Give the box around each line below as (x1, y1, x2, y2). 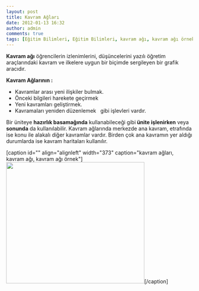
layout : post (6, 8, 38, 15)
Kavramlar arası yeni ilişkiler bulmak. (14, 88, 104, 95)
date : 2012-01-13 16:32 (6, 20, 65, 26)
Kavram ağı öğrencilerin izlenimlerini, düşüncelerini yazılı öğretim (6, 53, 166, 59)
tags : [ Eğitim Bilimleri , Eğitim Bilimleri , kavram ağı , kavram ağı (6, 36, 179, 42)
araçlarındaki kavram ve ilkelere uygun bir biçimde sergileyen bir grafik (6, 59, 179, 66)
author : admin (6, 25, 41, 31)
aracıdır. (6, 65, 26, 72)
